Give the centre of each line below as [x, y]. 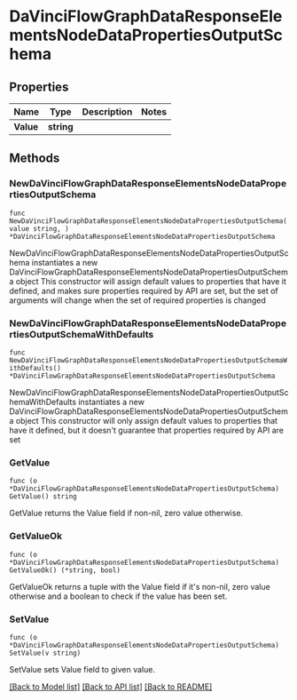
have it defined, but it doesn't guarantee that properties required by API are [146, 430]
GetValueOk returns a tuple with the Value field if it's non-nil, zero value [140, 586]
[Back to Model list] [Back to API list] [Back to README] [111, 687]
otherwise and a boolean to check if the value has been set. [118, 596]
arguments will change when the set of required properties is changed [137, 300]
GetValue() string [43, 497]
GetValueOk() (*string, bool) [65, 570]
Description [107, 111]
